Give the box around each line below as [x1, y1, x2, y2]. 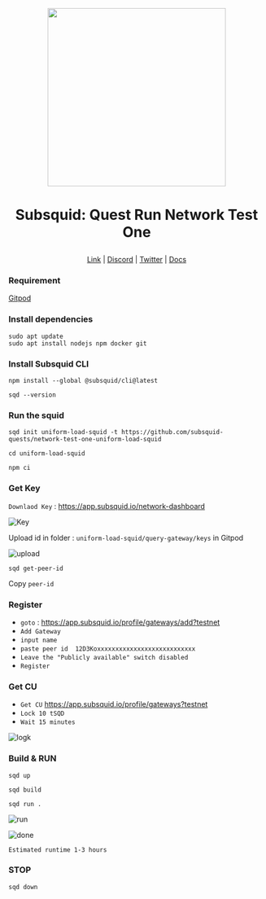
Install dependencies [8, 314, 94, 325]
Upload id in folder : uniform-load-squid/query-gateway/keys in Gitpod [8, 533, 244, 542]
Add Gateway [20, 627, 61, 635]
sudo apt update [8, 332, 63, 340]
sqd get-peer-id [8, 564, 63, 572]
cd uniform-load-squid [8, 449, 85, 458]
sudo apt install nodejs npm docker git [8, 339, 148, 348]
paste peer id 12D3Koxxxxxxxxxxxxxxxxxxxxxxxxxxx [20, 644, 196, 653]
